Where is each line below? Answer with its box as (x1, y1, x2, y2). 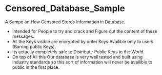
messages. (12, 33, 35, 39)
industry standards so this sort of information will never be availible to (12, 59, 153, 65)
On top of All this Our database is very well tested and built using (12, 54, 143, 60)
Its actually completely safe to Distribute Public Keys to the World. (12, 49, 145, 55)
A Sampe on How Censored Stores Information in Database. (5, 19, 126, 25)
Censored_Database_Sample (5, 3, 125, 14)
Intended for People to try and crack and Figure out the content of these (12, 28, 158, 34)
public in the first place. (12, 64, 60, 70)
